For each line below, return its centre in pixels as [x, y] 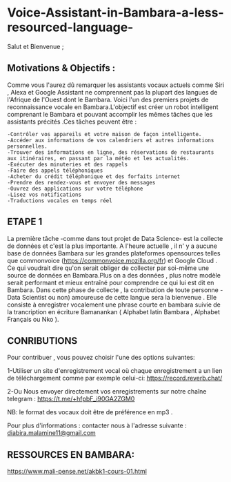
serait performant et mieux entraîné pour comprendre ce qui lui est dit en [111, 282]
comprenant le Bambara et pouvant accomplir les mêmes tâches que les [110, 114]
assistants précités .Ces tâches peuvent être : [72, 122]
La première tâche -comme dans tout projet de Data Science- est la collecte [115, 238]
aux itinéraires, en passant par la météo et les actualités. [98, 158]
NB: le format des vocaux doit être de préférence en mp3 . [90, 412]
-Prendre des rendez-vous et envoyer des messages [81, 182]
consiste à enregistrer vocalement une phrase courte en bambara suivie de [114, 305]
